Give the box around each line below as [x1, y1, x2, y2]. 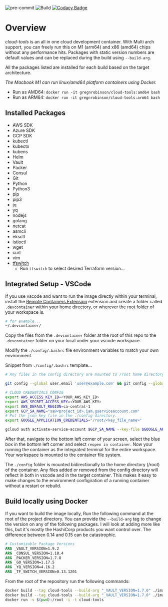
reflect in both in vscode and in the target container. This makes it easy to [5, 472, 157, 478]
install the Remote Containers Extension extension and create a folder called [5, 298, 162, 304]
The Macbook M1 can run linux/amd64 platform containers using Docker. [5, 79, 156, 85]
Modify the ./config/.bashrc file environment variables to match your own [5, 347, 159, 353]
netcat [12, 223, 26, 229]
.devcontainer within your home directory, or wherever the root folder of [5, 304, 154, 310]
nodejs [12, 212, 26, 218]
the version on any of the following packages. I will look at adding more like [5, 521, 160, 527]
